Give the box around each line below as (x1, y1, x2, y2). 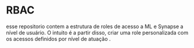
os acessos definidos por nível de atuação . (6, 35, 111, 42)
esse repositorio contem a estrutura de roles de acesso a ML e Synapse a (6, 23, 183, 30)
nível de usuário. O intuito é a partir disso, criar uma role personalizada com (6, 29, 189, 36)
